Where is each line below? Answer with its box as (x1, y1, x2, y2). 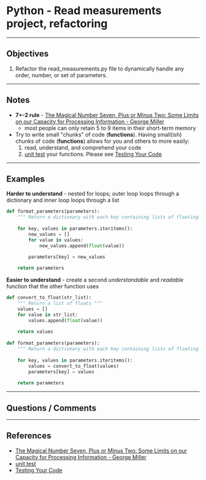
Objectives (6, 48, 49, 59)
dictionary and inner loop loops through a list (6, 197, 120, 204)
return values (17, 329, 53, 335)
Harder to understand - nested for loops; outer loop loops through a (6, 190, 180, 197)
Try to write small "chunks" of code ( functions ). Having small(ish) (15, 131, 182, 138)
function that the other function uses (6, 283, 99, 290)
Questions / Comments (6, 403, 97, 413)
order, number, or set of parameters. (15, 71, 107, 78)
